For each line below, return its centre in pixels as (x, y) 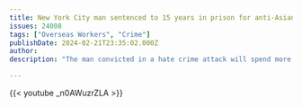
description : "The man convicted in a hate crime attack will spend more (151, 59)
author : (24, 51)
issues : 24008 (36, 26)
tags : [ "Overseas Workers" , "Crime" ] (80, 34)
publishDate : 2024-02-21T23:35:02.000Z (84, 43)
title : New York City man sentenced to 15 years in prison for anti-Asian (152, 18)
